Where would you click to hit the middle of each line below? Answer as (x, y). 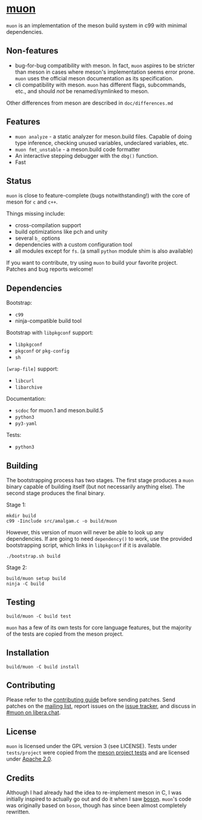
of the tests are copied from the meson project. (65, 634)
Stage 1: (16, 505)
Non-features (32, 51)
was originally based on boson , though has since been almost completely (96, 805)
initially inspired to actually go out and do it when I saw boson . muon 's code (99, 799)
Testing (21, 602)
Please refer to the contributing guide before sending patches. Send (91, 700)
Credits (21, 778)
